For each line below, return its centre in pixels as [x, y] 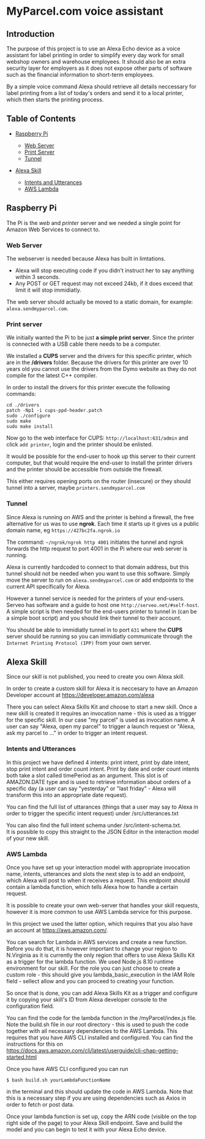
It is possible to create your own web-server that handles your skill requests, [103, 905]
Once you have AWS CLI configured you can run [67, 1069]
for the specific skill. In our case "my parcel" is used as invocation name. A [101, 720]
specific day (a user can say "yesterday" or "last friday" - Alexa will [91, 788]
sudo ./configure [28, 416]
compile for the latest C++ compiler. [52, 376]
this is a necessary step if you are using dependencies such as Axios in [96, 1098]
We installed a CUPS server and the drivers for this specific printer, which [99, 356]
